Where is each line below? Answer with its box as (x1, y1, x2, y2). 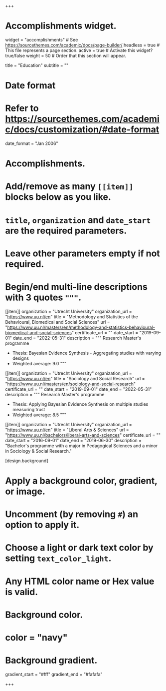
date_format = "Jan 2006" (5, 140, 58, 146)
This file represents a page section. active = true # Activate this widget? (5, 47, 153, 53)
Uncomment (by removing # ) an (5, 509, 139, 520)
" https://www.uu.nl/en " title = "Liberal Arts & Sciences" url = (5, 427, 129, 433)
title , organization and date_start (5, 214, 151, 225)
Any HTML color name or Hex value (5, 576, 155, 587)
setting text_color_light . (5, 553, 112, 564)
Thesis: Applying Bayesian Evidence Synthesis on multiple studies (12, 401, 149, 407)
